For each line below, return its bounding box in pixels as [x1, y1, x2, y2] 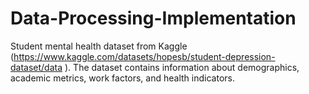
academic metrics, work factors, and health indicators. [10, 72, 235, 84]
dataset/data [10, 61, 63, 73]
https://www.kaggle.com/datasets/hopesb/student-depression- [13, 50, 276, 62]
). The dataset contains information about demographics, [64, 61, 300, 73]
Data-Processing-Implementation [10, 7, 297, 30]
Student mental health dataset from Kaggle [10, 40, 188, 52]
